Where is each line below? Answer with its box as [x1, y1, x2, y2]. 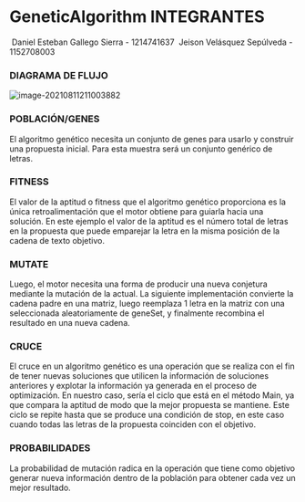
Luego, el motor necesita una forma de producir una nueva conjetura [9, 278, 269, 289]
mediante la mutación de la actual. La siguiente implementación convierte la [9, 288, 294, 299]
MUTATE [9, 257, 49, 270]
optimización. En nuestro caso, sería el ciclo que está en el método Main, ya [9, 390, 295, 401]
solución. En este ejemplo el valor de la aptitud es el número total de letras [9, 215, 289, 226]
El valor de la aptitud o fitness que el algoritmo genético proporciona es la [9, 196, 287, 207]
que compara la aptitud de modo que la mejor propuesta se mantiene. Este [9, 400, 290, 411]
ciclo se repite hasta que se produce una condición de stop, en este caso [9, 409, 285, 421]
